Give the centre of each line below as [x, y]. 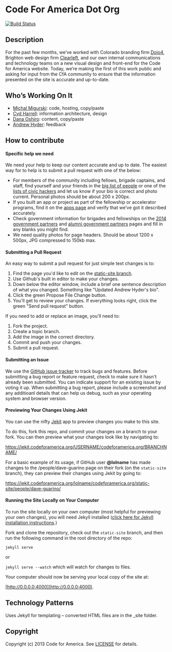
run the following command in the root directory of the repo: [69, 538]
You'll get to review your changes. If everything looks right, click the [85, 301]
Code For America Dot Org [62, 9]
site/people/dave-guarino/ [33, 488]
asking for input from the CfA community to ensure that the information [80, 74]
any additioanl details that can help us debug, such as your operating [78, 393]
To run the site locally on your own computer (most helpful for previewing [83, 511]
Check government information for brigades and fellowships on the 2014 [90, 219]
